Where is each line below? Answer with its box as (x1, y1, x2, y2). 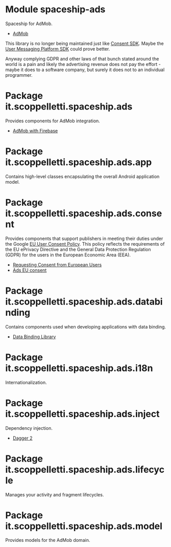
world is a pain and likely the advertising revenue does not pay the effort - (5, 61, 161, 67)
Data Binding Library (12, 334, 56, 340)
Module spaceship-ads (5, 4, 106, 15)
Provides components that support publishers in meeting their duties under (5, 235, 163, 242)
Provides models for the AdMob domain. (5, 537, 90, 543)
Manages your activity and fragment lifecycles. (5, 491, 104, 497)
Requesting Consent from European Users (12, 261, 102, 268)
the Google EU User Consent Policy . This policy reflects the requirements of (5, 240, 165, 247)
